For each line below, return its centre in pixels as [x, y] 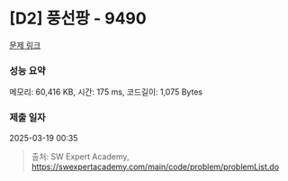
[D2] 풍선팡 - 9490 [78, 18]
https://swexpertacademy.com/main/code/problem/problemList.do [155, 167]
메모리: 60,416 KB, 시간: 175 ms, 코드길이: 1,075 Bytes [106, 92]
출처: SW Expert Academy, [80, 156]
